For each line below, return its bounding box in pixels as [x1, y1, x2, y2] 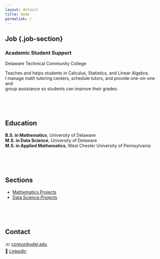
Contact [5, 227, 31, 236]
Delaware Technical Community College [5, 61, 87, 66]
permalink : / [5, 16, 32, 21]
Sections [5, 176, 33, 185]
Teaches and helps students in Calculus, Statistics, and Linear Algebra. [5, 70, 149, 76]
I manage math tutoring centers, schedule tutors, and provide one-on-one [5, 75, 155, 81]
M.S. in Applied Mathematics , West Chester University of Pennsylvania [5, 142, 151, 148]
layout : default [5, 7, 38, 12]
